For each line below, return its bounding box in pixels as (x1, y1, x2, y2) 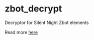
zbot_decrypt (5, 3, 62, 14)
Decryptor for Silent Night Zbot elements (5, 19, 89, 25)
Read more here (5, 29, 38, 35)
